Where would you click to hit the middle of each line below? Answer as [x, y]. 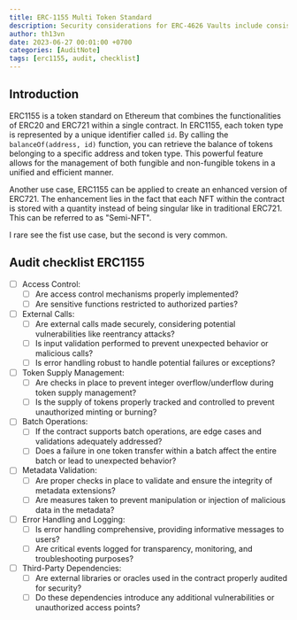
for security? [58, 588]
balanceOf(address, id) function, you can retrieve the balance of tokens [141, 143]
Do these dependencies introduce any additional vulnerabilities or [155, 597]
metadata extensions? [76, 490]
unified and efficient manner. [61, 172]
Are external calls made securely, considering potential [135, 323]
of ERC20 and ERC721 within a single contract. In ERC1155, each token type [146, 125]
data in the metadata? [75, 509]
